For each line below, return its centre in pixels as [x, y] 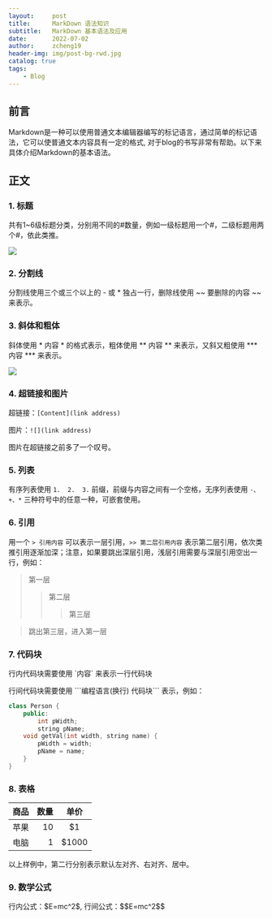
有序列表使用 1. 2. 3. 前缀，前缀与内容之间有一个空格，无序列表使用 [128, 490]
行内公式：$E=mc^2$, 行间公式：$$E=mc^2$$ [87, 907]
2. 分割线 [26, 274]
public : [36, 714]
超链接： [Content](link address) [65, 413]
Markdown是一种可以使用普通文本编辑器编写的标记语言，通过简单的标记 [129, 132]
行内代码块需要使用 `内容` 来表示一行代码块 [80, 673]
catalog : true [32, 62]
